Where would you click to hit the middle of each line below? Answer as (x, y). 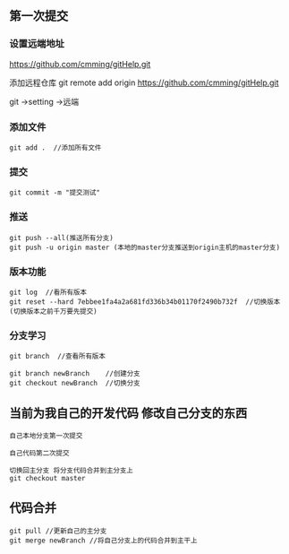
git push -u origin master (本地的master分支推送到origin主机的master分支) (144, 247)
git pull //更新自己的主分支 (58, 531)
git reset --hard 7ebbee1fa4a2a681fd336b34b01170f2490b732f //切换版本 (145, 302)
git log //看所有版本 (48, 292)
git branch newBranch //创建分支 (75, 374)
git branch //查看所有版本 (57, 357)
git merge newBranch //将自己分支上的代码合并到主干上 (103, 541)
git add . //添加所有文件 (55, 147)
